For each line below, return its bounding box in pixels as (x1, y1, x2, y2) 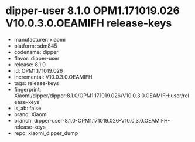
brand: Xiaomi (13, 110, 48, 118)
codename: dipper (13, 48, 59, 55)
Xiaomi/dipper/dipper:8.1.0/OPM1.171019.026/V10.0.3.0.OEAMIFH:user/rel (13, 92, 190, 99)
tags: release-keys (13, 79, 59, 86)
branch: (13, 117, 33, 124)
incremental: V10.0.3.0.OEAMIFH (13, 73, 93, 80)
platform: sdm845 (13, 42, 57, 49)
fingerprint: (13, 86, 42, 93)
